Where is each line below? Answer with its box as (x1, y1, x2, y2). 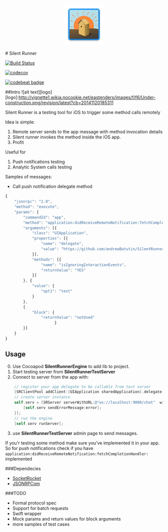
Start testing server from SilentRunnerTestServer (12, 368, 115, 374)
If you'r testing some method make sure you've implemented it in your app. (5, 439, 160, 446)
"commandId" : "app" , (23, 214, 66, 220)
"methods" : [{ (31, 257, 61, 262)
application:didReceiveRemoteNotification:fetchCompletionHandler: (5, 451, 149, 456)
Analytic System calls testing (12, 164, 72, 170)
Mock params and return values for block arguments (12, 515, 121, 521)
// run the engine (14, 415, 52, 421)
